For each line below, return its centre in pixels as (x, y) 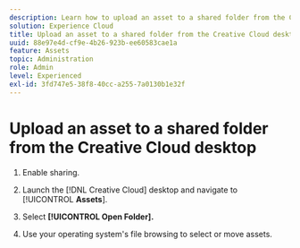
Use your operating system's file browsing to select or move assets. (147, 234)
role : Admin (31, 68)
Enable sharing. (51, 172)
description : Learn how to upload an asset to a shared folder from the (147, 17)
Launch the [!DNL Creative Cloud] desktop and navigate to (130, 190)
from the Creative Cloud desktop (133, 147)
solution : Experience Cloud (62, 26)
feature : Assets (39, 51)
